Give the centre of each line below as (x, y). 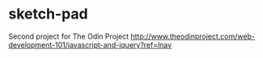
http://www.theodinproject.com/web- (193, 36)
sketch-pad (48, 14)
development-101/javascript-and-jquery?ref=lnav (90, 44)
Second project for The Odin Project (69, 36)
